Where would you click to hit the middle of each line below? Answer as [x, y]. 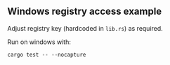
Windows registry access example [85, 12]
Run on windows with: [39, 42]
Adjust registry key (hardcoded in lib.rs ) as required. [85, 28]
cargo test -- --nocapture [47, 55]
